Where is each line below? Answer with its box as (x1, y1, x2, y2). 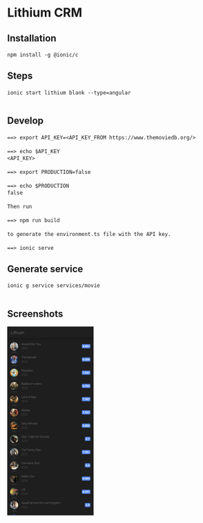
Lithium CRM (7, 5, 83, 21)
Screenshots (7, 308, 64, 319)
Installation (7, 32, 57, 44)
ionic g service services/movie (7, 282, 100, 289)
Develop (7, 115, 43, 127)
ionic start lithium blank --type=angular (7, 89, 131, 96)
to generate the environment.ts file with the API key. (7, 230, 171, 237)
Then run (7, 203, 32, 210)
